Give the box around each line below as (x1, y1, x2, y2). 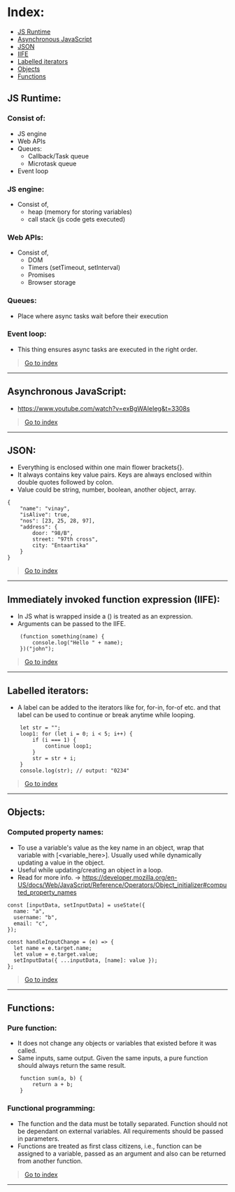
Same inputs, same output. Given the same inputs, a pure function (17, 1054, 208, 1062)
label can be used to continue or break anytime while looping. (17, 711, 196, 719)
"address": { (20, 524, 58, 531)
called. (17, 1046, 37, 1055)
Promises (27, 271, 55, 279)
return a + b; (32, 1081, 73, 1088)
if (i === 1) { (32, 737, 77, 744)
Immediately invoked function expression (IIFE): (7, 593, 220, 605)
